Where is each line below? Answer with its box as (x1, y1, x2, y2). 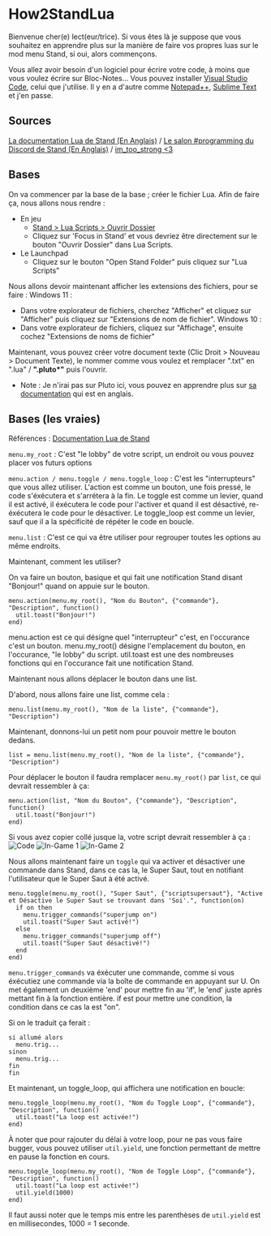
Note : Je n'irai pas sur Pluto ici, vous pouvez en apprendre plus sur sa (19, 380, 257, 390)
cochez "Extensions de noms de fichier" (19, 331, 156, 341)
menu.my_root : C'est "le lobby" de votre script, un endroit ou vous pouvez (8, 450, 255, 459)
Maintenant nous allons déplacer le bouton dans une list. (8, 674, 197, 684)
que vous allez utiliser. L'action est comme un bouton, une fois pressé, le (8, 482, 252, 492)
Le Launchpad (19, 248, 69, 258)
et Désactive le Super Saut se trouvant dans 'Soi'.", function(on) (8, 897, 245, 905)
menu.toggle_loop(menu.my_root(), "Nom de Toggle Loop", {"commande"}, (8, 1168, 256, 1176)
